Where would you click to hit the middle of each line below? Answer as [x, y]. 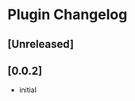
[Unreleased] [41, 44]
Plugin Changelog [67, 15]
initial [28, 90]
